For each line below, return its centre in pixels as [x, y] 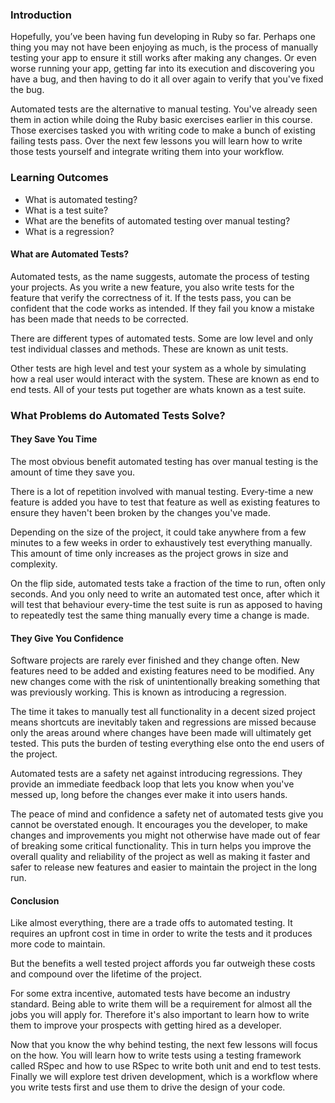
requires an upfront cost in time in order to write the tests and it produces [161, 934]
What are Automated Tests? [70, 254]
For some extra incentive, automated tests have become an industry [150, 994]
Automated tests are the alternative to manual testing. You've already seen [164, 109]
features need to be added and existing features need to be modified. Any [162, 671]
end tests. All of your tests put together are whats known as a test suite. [158, 389]
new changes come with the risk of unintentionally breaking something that [165, 682]
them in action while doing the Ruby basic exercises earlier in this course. [161, 120]
